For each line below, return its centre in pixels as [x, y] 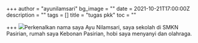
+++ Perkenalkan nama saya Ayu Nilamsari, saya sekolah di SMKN [93, 27]
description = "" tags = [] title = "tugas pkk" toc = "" [71, 15]
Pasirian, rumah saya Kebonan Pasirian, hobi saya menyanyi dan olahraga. [99, 33]
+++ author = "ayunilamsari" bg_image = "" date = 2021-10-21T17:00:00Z [98, 9]
